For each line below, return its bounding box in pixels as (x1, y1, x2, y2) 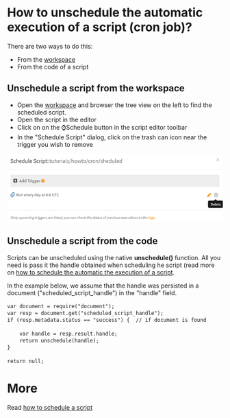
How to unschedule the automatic (7, 5, 203, 21)
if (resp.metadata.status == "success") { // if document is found (7, 316, 207, 323)
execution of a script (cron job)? (7, 19, 193, 35)
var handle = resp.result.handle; (19, 330, 118, 337)
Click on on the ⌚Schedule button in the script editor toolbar (16, 123, 188, 131)
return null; (7, 358, 44, 364)
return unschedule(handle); (19, 337, 99, 344)
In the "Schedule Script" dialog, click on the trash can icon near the (16, 132, 207, 141)
